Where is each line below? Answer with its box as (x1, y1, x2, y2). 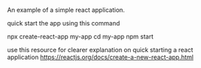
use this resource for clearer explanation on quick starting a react (7, 46, 193, 54)
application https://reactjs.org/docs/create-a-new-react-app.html (7, 53, 194, 61)
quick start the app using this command (7, 19, 120, 27)
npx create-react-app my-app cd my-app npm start (7, 32, 154, 41)
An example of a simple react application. (7, 6, 126, 14)
